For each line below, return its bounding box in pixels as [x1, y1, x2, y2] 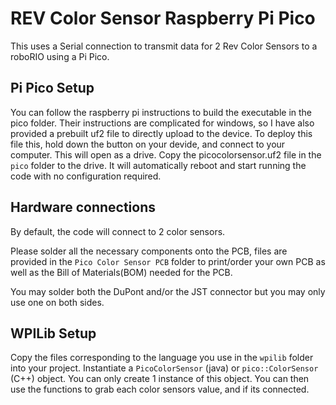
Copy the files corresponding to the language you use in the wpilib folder [10, 352, 314, 364]
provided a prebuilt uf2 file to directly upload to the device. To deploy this [10, 127, 313, 139]
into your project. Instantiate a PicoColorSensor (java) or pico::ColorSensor [10, 362, 319, 374]
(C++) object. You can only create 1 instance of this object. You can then [10, 373, 310, 385]
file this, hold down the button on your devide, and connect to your [10, 138, 286, 150]
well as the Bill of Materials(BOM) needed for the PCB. [10, 266, 233, 278]
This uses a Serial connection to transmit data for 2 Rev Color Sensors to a [10, 40, 318, 52]
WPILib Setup [10, 325, 97, 342]
